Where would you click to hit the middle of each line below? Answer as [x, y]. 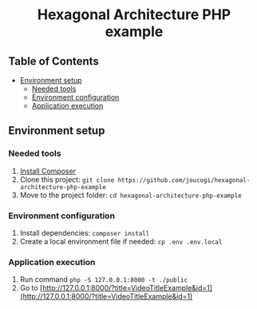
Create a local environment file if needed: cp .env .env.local [121, 241]
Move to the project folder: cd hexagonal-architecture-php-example [130, 195]
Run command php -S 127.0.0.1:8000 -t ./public [104, 279]
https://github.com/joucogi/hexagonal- [184, 180]
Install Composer [48, 171]
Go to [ [31, 288]
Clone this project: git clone [67, 179]
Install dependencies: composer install [85, 232]
